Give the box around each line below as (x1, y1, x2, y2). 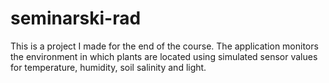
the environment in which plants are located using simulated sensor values (10, 50, 318, 62)
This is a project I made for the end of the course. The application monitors (10, 40, 319, 52)
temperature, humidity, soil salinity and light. (24, 61, 207, 73)
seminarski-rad (10, 7, 142, 30)
